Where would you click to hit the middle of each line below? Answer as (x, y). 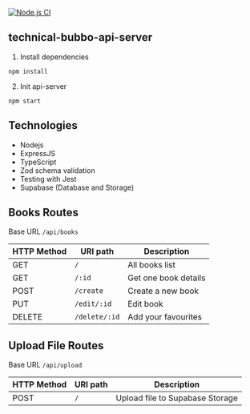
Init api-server (43, 86)
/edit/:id (93, 304)
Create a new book (163, 291)
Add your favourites (165, 317)
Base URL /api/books (43, 231)
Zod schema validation (57, 170)
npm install (28, 71)
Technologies (43, 125)
